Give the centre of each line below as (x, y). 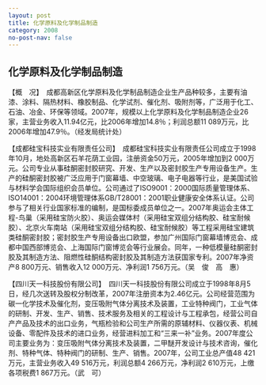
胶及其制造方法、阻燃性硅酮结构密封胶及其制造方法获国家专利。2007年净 (127, 257)
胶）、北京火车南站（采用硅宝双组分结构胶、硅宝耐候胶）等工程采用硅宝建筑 (131, 228)
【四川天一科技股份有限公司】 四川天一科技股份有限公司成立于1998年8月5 (129, 284)
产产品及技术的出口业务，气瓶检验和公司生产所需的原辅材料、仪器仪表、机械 (133, 323)
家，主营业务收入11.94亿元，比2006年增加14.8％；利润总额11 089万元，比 (129, 122)
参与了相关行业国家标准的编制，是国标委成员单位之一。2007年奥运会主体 (127, 208)
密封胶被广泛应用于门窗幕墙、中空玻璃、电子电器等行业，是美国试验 (146, 178)
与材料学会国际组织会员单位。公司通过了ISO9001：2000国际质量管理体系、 (131, 188)
